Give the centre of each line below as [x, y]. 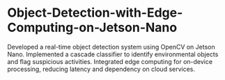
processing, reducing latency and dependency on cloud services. [101, 69]
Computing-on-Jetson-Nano [92, 27]
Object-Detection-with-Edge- [95, 13]
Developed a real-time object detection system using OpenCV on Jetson [111, 47]
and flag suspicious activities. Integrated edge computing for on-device [110, 61]
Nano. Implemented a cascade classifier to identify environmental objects [113, 54]
